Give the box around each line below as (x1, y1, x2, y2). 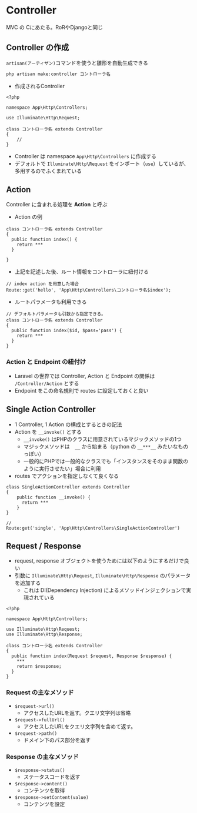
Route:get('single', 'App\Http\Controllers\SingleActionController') (6, 525, 181, 531)
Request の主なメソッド (6, 688, 75, 697)
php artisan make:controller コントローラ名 (6, 71, 111, 77)
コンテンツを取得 (23, 787, 65, 794)
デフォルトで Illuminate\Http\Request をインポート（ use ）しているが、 (14, 160, 189, 167)
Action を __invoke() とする (14, 428, 82, 435)
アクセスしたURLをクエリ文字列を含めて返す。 (23, 722, 136, 730)
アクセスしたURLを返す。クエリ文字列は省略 (23, 709, 131, 716)
